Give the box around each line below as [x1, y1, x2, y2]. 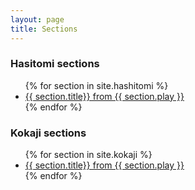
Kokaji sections [10, 126, 87, 140]
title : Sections [10, 24, 78, 34]
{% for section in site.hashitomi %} [24, 79, 169, 91]
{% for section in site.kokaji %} [24, 149, 153, 161]
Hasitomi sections [10, 57, 100, 71]
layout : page [10, 14, 65, 25]
